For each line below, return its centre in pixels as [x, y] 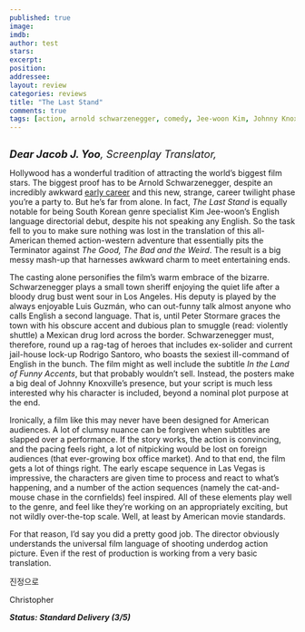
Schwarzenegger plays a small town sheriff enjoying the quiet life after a [144, 287]
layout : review [38, 85]
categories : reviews [49, 93]
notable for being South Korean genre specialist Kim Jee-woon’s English [144, 212]
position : [28, 69]
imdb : [20, 34]
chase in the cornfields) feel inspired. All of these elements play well [164, 497]
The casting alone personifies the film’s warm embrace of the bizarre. [139, 277]
